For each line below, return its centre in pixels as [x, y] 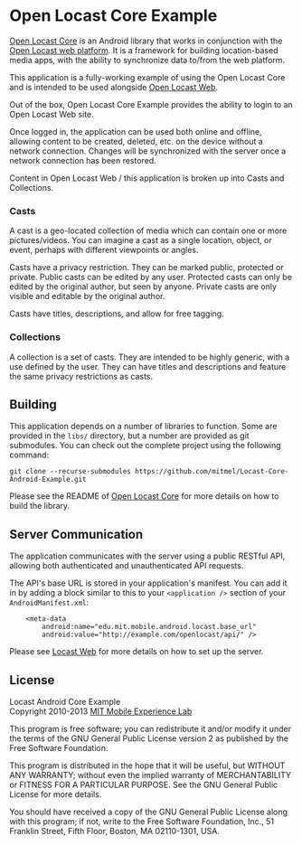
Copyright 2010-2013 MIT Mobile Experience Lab [101, 711]
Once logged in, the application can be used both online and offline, [136, 131]
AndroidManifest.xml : [49, 603]
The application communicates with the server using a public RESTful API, [147, 556]
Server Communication [76, 534]
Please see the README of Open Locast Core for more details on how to [144, 496]
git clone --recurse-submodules [70, 472]
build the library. [40, 506]
